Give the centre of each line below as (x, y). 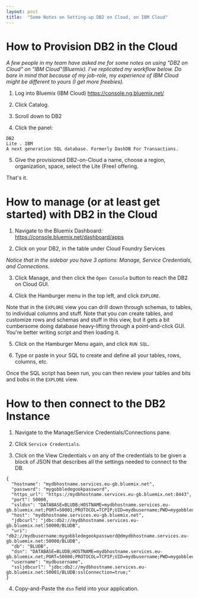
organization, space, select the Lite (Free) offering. (77, 166)
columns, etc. (31, 362)
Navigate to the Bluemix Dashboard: (59, 231)
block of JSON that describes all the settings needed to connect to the (101, 462)
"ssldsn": (23, 505)
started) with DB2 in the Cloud (82, 214)
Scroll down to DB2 (38, 116)
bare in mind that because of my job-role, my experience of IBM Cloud (92, 75)
